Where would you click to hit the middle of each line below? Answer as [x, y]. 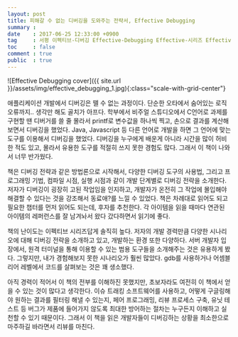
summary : [22, 27]
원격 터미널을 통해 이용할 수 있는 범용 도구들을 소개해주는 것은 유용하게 [126, 249]
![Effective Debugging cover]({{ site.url [64, 81]
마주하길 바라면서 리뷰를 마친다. [51, 326]
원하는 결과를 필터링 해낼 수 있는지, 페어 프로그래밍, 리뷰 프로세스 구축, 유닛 [119, 299]
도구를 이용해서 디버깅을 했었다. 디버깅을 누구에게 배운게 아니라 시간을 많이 [111, 138]
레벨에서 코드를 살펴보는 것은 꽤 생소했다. [77, 266]
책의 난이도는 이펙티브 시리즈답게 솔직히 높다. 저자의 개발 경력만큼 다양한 [108, 231]
